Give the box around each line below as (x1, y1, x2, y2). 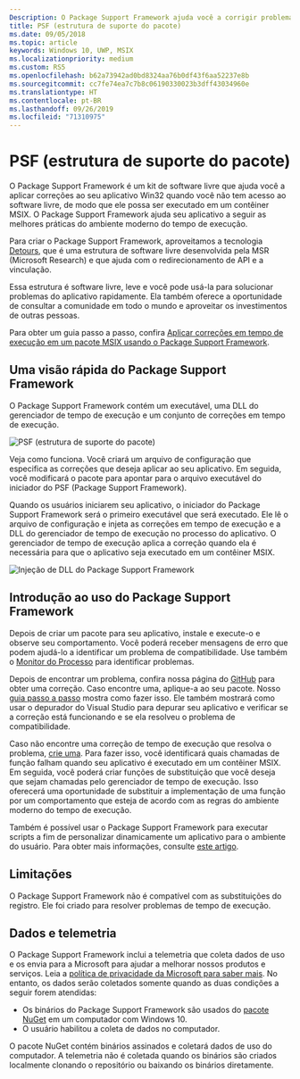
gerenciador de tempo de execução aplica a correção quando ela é (9, 537, 257, 548)
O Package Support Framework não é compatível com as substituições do (9, 890, 282, 901)
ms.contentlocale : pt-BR (9, 95, 102, 105)
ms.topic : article (9, 37, 78, 47)
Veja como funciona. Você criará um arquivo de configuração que (9, 453, 252, 464)
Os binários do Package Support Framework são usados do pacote (21, 1005, 270, 1016)
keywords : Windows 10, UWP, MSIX (9, 46, 134, 55)
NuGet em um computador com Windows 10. (21, 1014, 187, 1025)
